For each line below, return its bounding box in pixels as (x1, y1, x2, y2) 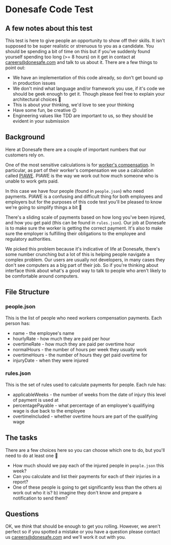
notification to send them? (12, 495, 68, 501)
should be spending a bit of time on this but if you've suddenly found (5, 49, 151, 54)
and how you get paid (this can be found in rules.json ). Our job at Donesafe (5, 219, 166, 225)
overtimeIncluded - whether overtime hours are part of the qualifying (12, 413, 158, 419)
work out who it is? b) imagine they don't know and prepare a (12, 489, 142, 495)
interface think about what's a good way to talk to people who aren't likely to (5, 267, 166, 274)
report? (12, 479, 29, 485)
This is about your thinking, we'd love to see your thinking (12, 102, 134, 108)
